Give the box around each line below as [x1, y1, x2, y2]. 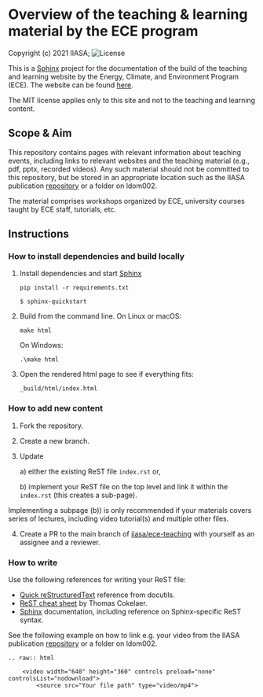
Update [19, 451, 44, 461]
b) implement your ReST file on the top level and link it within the [19, 481, 228, 491]
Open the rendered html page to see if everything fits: [19, 370, 194, 379]
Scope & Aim [8, 127, 72, 140]
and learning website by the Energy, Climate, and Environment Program [8, 72, 239, 81]
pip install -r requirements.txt [19, 284, 130, 292]
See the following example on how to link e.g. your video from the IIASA [8, 631, 240, 640]
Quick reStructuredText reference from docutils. [19, 590, 175, 599]
